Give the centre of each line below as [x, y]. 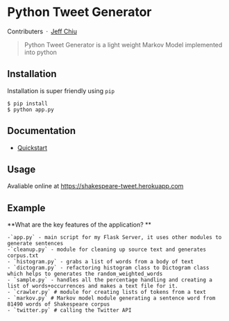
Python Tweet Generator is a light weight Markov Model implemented [123, 44]
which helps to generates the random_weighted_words [85, 274]
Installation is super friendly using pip [61, 90]
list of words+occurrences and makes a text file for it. [93, 286]
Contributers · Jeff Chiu [42, 31]
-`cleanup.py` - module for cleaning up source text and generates [107, 250]
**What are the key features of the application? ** [79, 225]
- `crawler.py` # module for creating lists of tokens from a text [107, 293]
